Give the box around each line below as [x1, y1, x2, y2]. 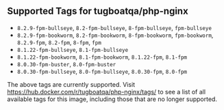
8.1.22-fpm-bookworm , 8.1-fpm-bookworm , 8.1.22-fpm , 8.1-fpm [16, 53, 188, 61]
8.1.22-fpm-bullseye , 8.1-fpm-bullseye [16, 45, 129, 53]
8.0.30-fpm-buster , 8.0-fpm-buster [16, 59, 116, 68]
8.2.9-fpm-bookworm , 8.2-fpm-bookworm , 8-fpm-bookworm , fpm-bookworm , [16, 31, 214, 39]
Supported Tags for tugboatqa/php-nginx [7, 5, 188, 17]
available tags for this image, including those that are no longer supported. [7, 95, 218, 103]
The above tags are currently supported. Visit [7, 80, 136, 88]
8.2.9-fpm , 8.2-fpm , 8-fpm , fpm [16, 38, 101, 46]
